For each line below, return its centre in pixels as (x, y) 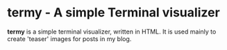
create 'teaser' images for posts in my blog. (69, 38)
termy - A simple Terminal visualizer (113, 13)
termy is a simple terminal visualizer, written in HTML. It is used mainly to (112, 32)
